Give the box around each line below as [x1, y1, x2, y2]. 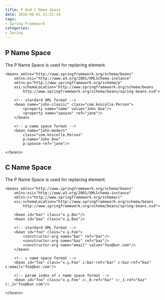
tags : [5, 16, 16, 21]
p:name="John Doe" [23, 137, 61, 142]
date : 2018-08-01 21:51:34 [5, 12, 61, 17]
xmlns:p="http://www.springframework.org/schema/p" [14, 80, 123, 85]
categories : [5, 26, 30, 31]
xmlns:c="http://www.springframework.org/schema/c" [14, 195, 123, 200]
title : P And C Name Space [5, 7, 61, 12]
